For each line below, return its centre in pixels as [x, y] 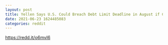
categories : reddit [25, 23]
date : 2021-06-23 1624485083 [35, 19]
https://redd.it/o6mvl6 [28, 38]
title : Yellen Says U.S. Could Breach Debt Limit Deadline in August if [82, 14]
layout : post [19, 10]
